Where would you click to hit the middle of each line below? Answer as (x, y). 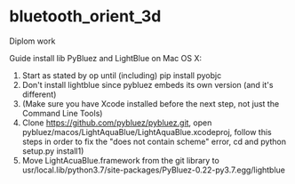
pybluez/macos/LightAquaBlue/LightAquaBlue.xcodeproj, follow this (147, 132)
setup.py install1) (53, 151)
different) (39, 94)
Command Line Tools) (62, 113)
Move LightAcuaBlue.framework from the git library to (120, 160)
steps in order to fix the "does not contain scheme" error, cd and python (154, 141)
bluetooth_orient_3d (85, 16)
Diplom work (32, 41)
